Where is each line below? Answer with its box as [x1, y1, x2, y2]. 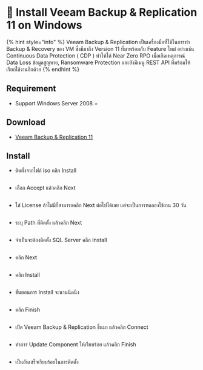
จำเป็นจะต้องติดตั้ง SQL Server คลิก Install [15, 236, 107, 244]
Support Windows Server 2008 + [15, 99, 98, 107]
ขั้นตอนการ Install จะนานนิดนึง [15, 289, 80, 296]
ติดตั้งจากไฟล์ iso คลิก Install [15, 167, 77, 174]
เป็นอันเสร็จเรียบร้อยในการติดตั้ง [15, 358, 79, 366]
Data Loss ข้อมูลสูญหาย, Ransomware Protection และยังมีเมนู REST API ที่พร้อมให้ [6, 59, 191, 66]
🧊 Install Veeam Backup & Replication [6, 5, 198, 19]
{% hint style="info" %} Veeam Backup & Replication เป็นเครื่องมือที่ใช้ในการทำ [6, 38, 190, 45]
